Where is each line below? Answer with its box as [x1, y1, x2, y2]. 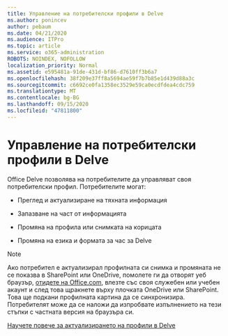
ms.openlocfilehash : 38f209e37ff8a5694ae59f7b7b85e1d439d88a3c [7, 74, 195, 82]
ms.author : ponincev [7, 17, 68, 24]
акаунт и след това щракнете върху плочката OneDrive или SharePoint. [7, 285, 219, 294]
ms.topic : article [7, 42, 61, 49]
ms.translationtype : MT [7, 88, 77, 95]
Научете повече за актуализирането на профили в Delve [7, 321, 176, 329]
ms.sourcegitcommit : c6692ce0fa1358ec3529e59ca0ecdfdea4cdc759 [7, 81, 195, 88]
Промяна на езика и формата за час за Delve [17, 236, 152, 244]
